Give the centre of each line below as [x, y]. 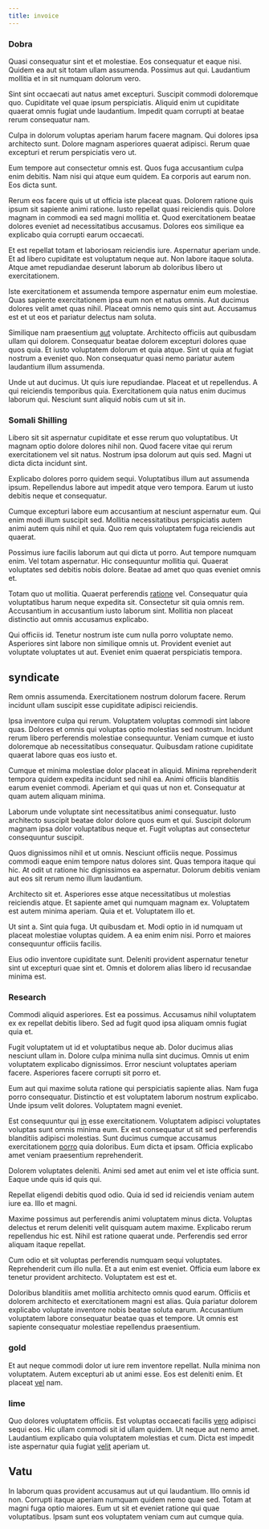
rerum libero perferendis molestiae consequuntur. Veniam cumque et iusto [131, 738]
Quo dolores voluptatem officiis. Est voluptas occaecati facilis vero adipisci [132, 1421]
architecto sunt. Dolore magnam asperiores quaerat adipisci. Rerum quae [129, 143]
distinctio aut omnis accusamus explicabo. [79, 619]
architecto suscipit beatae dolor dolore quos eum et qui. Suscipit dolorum [130, 820]
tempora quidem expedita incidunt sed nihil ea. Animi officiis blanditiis [124, 779]
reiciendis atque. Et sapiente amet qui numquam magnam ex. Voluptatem [129, 903]
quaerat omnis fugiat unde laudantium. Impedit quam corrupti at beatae [126, 111]
